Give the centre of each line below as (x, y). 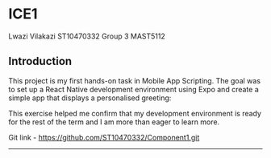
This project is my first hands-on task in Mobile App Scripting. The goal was (134, 80)
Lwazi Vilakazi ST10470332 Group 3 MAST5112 (87, 36)
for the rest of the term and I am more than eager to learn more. (114, 122)
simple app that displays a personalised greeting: (90, 98)
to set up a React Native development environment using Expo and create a (134, 89)
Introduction (40, 61)
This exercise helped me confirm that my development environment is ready (135, 113)
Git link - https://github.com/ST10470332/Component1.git (104, 137)
